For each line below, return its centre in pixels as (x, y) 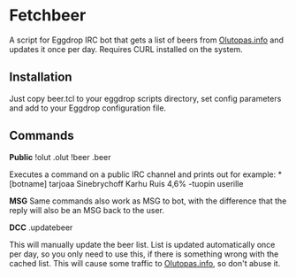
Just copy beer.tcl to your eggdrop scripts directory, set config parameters (145, 98)
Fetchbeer (48, 15)
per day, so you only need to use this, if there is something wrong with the (144, 254)
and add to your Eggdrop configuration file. (87, 108)
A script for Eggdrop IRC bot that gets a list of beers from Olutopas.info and (147, 40)
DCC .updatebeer (41, 227)
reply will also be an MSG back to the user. (87, 210)
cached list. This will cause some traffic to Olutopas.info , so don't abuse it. (145, 263)
